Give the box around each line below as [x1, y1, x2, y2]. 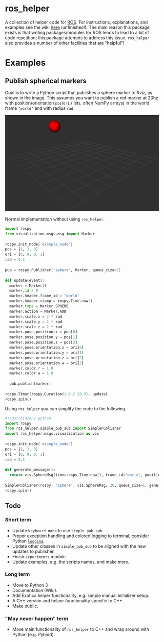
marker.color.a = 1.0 [9, 371, 54, 376]
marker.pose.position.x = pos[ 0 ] [9, 329, 78, 335]
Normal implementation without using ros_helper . [5, 216, 105, 222]
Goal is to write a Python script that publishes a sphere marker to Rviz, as [5, 89, 153, 96]
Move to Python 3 [12, 582, 48, 588]
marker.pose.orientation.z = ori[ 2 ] [9, 355, 84, 360]
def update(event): [5, 278, 45, 283]
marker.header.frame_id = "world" [9, 294, 80, 298]
